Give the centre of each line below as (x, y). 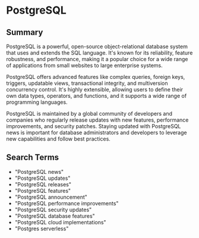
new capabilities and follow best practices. (59, 139)
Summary (25, 32)
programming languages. (37, 102)
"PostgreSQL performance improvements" (67, 203)
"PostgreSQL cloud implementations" (60, 222)
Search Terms (33, 158)
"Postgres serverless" (42, 229)
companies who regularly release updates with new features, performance (97, 120)
